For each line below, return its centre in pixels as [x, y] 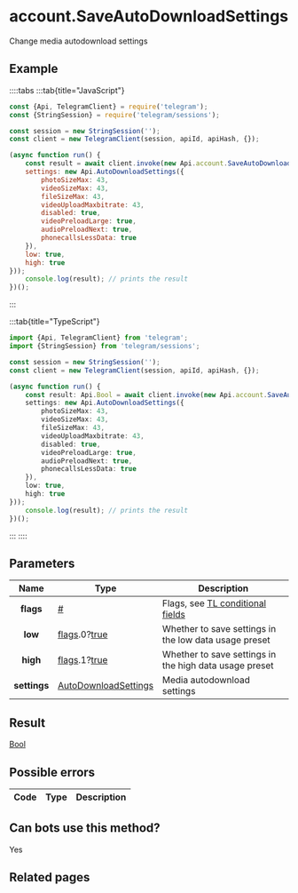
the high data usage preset [218, 666]
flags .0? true [82, 634]
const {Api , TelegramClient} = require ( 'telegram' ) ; [109, 107]
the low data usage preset [216, 640]
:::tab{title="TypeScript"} [55, 322]
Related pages [50, 877]
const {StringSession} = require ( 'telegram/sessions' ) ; [114, 115]
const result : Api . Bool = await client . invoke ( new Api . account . [146, 395]
